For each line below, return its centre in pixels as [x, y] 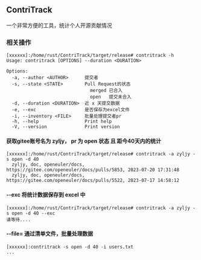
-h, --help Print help [62, 122]
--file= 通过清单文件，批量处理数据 [50, 234]
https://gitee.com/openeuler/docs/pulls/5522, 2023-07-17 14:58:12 [93, 181]
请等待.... [19, 219]
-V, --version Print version [66, 127]
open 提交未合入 [110, 97]
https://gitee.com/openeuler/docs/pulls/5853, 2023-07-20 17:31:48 [93, 170]
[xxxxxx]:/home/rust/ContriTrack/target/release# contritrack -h [90, 56]
